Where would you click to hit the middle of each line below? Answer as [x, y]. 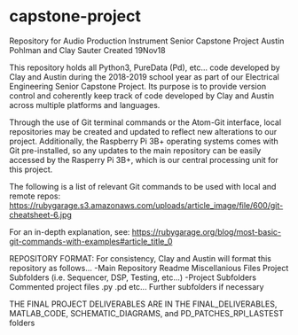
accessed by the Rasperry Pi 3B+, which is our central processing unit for [144, 160]
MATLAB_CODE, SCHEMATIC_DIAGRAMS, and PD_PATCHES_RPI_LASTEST [146, 313]
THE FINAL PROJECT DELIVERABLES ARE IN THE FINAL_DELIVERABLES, [143, 304]
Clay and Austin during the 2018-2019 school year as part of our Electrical [144, 76]
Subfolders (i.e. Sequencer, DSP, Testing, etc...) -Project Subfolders [133, 277]
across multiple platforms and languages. [85, 105]
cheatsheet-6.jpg [41, 214]
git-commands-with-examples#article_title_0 [91, 241]
